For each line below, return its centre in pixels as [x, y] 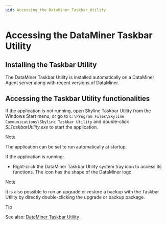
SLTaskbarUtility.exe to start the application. [52, 127]
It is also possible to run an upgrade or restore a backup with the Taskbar [82, 192]
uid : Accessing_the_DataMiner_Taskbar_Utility [56, 10]
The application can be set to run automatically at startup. [66, 147]
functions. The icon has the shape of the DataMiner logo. [73, 172]
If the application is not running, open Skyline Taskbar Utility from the [78, 111]
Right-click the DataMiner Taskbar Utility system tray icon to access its [87, 167]
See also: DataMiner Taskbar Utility [42, 217]
